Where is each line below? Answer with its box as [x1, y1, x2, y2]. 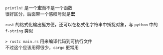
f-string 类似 [5, 28, 33, 34]
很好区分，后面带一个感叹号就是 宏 [5, 11, 75, 17]
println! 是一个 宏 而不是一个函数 [5, 5, 73, 10]
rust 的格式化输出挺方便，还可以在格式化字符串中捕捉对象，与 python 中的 [5, 22, 158, 27]
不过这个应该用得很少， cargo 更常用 [5, 45, 79, 50]
